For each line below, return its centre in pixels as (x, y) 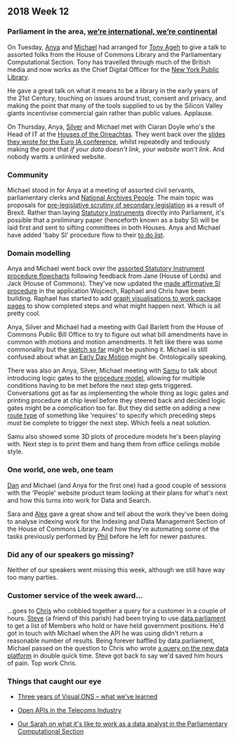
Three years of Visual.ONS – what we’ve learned (87, 697)
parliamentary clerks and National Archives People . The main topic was (111, 197)
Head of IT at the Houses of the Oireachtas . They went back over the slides (117, 134)
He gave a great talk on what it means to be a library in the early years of (113, 90)
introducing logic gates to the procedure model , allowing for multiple (106, 378)
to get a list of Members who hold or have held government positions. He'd (116, 626)
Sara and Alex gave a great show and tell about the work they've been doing (118, 514)
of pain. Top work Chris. (42, 663)
